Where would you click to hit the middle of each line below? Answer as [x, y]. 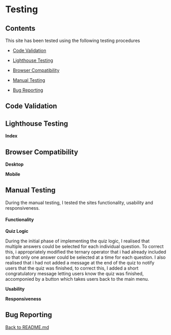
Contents [20, 28]
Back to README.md [27, 327]
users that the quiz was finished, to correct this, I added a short [72, 268]
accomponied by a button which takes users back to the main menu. [77, 279]
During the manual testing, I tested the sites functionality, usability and [79, 203]
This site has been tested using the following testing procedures [73, 40]
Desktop [15, 164]
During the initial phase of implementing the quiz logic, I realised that [77, 241]
